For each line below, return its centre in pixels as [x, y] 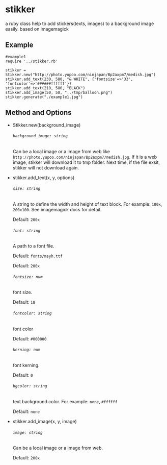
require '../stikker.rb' [32, 61]
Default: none [26, 411]
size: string [26, 189]
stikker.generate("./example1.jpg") [44, 97]
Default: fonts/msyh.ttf [37, 256]
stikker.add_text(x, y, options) [44, 178]
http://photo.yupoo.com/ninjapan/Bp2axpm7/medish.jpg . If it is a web [85, 157]
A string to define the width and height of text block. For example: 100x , [87, 204]
